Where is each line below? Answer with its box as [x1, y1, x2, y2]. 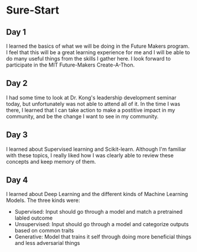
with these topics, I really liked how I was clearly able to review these [6, 151, 174, 159]
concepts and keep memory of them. [6, 158, 96, 165]
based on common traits [14, 227, 74, 234]
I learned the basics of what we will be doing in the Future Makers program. [6, 42, 190, 49]
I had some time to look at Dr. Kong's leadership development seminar [6, 94, 177, 101]
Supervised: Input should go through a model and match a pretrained [14, 208, 183, 215]
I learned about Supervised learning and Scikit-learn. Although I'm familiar [6, 145, 186, 152]
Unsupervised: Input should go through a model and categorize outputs [14, 221, 189, 228]
